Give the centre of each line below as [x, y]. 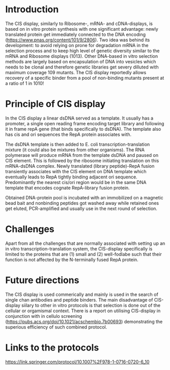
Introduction [32, 9]
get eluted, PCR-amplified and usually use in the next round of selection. [81, 209]
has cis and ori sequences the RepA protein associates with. [68, 134]
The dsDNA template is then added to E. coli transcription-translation [78, 144]
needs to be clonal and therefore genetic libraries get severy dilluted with [82, 67]
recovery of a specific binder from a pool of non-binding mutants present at [85, 78]
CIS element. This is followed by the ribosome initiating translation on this [82, 160]
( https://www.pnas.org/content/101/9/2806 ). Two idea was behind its [78, 40]
